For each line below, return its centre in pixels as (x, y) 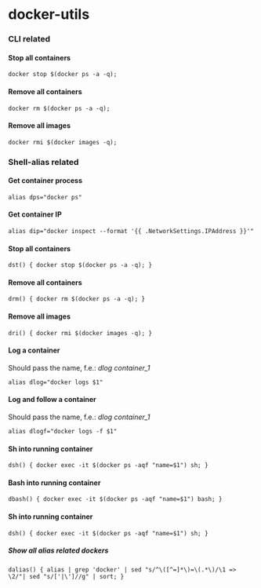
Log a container (34, 350)
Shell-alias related (43, 162)
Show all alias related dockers (58, 550)
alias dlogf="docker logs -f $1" (63, 432)
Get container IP (35, 214)
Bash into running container (54, 482)
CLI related (29, 39)
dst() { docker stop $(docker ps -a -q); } (80, 265)
